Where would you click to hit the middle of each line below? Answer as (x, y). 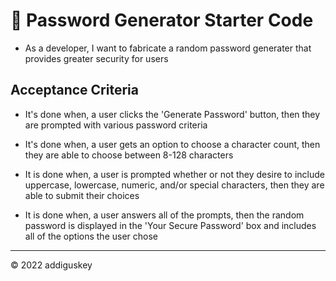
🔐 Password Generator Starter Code (162, 20)
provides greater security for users (96, 58)
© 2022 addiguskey (51, 265)
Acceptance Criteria (74, 90)
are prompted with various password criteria (116, 125)
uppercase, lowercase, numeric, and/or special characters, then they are (174, 185)
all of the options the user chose (91, 236)
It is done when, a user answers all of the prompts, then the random (164, 215)
